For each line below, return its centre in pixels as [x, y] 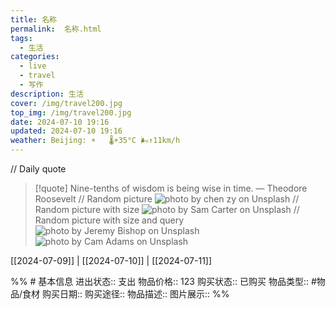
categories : [35, 57]
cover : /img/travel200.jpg [66, 103]
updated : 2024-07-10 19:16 [66, 131]
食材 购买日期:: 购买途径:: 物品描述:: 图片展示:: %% [126, 294]
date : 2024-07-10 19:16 [60, 122]
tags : [21, 38]
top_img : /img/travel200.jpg [71, 112]
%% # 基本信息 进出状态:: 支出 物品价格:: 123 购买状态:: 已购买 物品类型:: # [163, 281]
